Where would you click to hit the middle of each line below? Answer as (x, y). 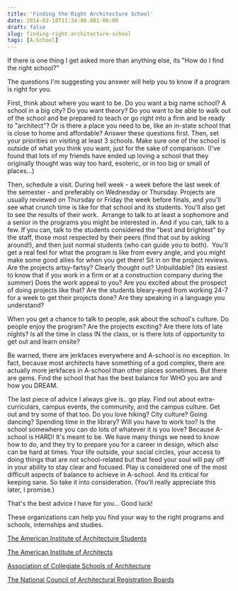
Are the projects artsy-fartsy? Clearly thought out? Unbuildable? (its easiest (118, 267)
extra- (206, 399)
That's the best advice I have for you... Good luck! (80, 504)
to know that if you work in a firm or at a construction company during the (115, 275)
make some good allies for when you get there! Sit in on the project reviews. (118, 260)
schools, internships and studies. (56, 525)
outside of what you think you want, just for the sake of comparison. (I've (114, 148)
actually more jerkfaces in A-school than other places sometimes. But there (118, 370)
